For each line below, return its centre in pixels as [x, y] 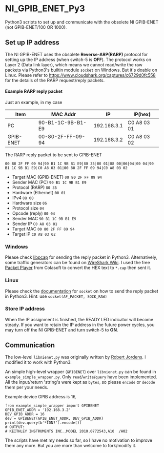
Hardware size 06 [30, 203]
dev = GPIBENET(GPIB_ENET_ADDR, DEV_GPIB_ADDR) [54, 418]
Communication [30, 345]
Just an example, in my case [34, 102]
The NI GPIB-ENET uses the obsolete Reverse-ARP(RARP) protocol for [76, 54]
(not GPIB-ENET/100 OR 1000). [36, 27]
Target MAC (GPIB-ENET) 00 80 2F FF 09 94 [57, 177]
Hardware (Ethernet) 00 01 [39, 192]
